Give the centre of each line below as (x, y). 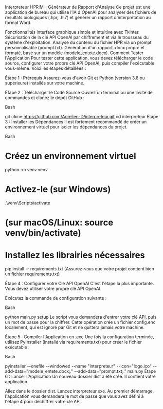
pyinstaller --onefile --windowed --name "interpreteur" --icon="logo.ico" (78, 366)
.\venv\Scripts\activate (27, 203)
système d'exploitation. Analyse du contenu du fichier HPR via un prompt (78, 42)
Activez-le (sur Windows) (58, 189)
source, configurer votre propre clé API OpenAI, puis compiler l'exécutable (80, 63)
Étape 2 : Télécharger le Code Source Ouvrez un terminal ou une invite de (79, 92)
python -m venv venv (26, 169)
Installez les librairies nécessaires (75, 255)
